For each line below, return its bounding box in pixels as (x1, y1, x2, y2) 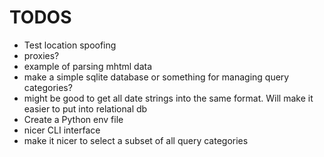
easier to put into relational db (23, 102, 148, 115)
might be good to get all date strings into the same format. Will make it (23, 92, 314, 104)
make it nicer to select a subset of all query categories (23, 134, 249, 146)
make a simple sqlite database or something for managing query (23, 71, 290, 83)
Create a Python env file (23, 113, 124, 125)
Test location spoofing (23, 39, 117, 51)
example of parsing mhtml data (23, 60, 153, 72)
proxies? (23, 49, 60, 61)
